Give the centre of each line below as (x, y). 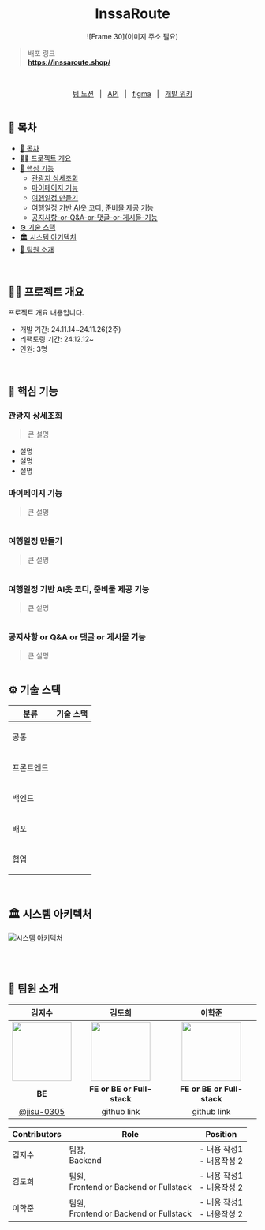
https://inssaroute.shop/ (69, 62)
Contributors (37, 1134)
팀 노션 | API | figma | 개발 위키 (132, 93)
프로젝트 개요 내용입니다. (46, 312)
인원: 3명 (34, 348)
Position (221, 1134)
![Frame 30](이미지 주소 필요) (132, 36)
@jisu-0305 (42, 1111)
